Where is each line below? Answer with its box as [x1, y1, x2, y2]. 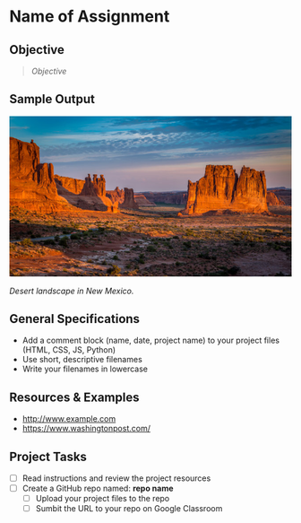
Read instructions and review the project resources [21, 473, 211, 484]
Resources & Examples [9, 389, 140, 405]
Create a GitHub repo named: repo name [21, 483, 174, 494]
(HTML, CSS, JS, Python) [21, 344, 116, 355]
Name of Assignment [9, 6, 170, 27]
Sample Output [9, 92, 96, 107]
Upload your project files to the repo [35, 493, 170, 504]
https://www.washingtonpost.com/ [21, 423, 150, 434]
